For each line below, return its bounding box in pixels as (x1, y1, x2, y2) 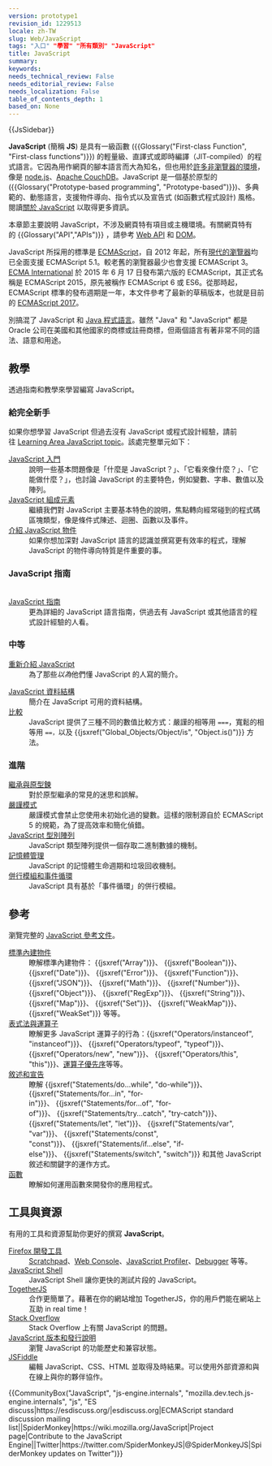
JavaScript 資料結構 (8, 686, 76, 696)
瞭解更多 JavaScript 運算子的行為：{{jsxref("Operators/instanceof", (28, 1028, 254, 1038)
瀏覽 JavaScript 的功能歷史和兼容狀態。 (28, 1343, 162, 1352)
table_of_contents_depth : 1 (8, 95, 104, 103)
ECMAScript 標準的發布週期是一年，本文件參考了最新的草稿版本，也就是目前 (8, 288, 265, 297)
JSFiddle (8, 1351, 38, 1361)
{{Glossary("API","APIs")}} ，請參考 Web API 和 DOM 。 (17, 230, 201, 240)
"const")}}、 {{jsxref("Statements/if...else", (28, 1139, 172, 1148)
